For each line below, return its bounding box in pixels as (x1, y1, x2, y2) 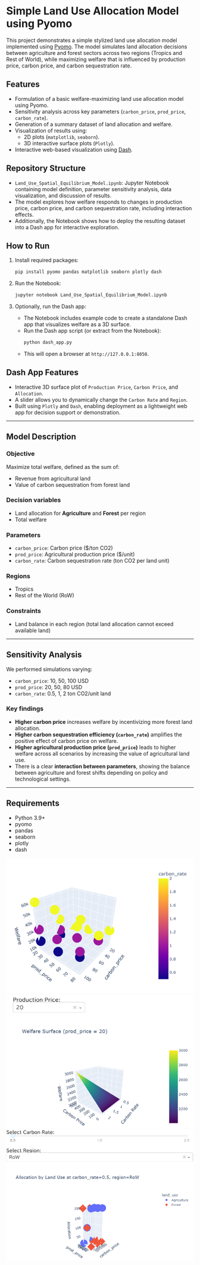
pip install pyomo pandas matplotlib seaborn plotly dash (14, 269, 162, 275)
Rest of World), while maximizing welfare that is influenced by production (6, 56, 186, 63)
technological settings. (14, 775, 71, 782)
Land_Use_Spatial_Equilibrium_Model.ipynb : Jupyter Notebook (14, 179, 170, 186)
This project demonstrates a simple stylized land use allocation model (6, 36, 177, 44)
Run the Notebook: (14, 280, 61, 287)
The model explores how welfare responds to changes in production (14, 198, 183, 205)
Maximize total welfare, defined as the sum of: (6, 463, 120, 470)
